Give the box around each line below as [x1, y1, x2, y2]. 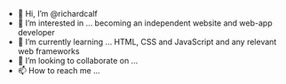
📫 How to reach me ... [17, 65, 100, 75]
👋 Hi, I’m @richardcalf [17, 9, 98, 19]
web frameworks [17, 46, 80, 57]
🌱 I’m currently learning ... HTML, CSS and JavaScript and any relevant [17, 36, 277, 47]
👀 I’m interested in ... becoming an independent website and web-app [17, 18, 273, 28]
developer [17, 27, 55, 37]
